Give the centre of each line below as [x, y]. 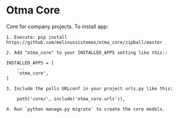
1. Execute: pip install [37, 37]
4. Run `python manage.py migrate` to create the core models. [86, 109]
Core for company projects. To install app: [57, 26]
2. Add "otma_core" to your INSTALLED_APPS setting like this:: [87, 53]
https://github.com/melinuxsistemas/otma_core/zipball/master [84, 42]
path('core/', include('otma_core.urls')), [71, 99]
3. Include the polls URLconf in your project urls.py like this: [90, 89]
